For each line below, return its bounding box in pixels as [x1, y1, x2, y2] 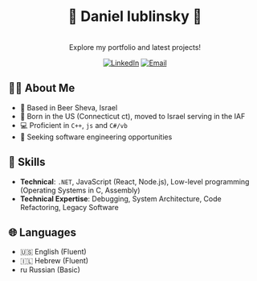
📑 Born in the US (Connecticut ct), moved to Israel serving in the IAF [19, 111, 246, 121]
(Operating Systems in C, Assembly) [19, 185, 141, 195]
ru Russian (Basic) [19, 265, 80, 275]
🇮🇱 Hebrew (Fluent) [19, 256, 89, 266]
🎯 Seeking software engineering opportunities [19, 132, 173, 142]
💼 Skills [8, 155, 46, 169]
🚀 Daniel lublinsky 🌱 [67, 7, 202, 26]
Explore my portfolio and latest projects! [68, 42, 202, 52]
